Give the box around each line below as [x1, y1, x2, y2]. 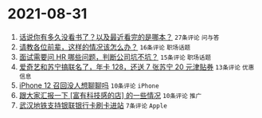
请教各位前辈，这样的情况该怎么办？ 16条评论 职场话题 [18, 41, 191, 52]
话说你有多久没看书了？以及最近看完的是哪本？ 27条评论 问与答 [18, 32, 220, 41]
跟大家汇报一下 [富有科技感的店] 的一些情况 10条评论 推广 [18, 90, 202, 100]
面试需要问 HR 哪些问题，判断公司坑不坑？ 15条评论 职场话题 [18, 52, 212, 61]
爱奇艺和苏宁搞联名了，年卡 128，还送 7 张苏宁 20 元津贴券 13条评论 [18, 61, 240, 72]
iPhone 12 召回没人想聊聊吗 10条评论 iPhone [18, 81, 160, 90]
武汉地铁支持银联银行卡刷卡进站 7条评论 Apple [18, 100, 168, 110]
